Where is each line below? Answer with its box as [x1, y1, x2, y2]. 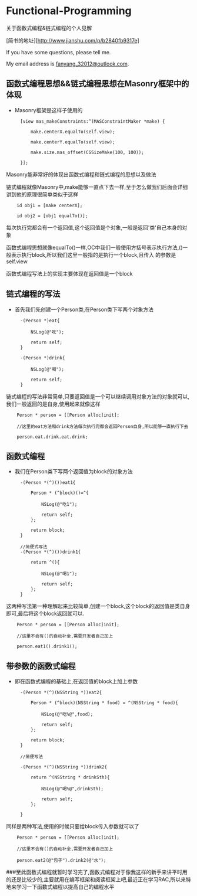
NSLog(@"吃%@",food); [41, 711, 94, 718]
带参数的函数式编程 [6, 661, 76, 671]
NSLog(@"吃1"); [41, 502, 78, 508]
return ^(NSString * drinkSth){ [30, 774, 110, 780]
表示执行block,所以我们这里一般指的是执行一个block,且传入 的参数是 [11, 251, 176, 258]
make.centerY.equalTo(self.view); [30, 139, 115, 145]
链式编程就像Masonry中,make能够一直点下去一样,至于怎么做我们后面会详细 [6, 183, 188, 190]
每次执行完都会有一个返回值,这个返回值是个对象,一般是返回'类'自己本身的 [6, 224, 182, 231]
